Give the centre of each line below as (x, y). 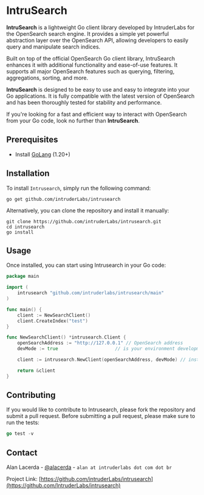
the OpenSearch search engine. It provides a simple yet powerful (87, 33)
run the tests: (23, 423)
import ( (17, 288)
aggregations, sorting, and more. (47, 78)
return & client (36, 371)
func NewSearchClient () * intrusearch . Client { (66, 337)
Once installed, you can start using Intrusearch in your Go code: (86, 265)
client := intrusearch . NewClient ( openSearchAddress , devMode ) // (102, 360)
